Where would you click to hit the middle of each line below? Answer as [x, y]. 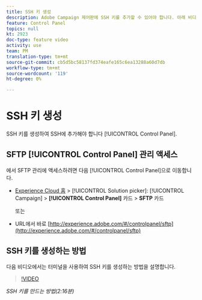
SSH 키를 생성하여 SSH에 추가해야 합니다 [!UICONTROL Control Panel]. [92, 134]
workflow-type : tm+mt [33, 68]
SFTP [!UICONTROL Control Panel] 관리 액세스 [92, 155]
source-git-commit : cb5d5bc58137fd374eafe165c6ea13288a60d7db [86, 62]
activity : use [24, 46]
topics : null [23, 29]
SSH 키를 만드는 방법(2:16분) [40, 291]
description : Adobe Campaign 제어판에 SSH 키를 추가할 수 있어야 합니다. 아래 [96, 17]
